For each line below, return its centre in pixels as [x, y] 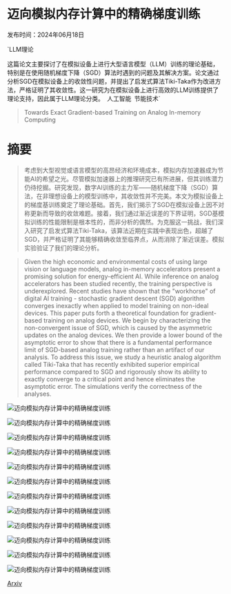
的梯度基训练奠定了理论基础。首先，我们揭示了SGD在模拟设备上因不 [121, 204]
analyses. [38, 394]
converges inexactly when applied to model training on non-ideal [116, 305]
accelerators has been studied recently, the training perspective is [118, 283]
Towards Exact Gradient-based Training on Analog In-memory [112, 112]
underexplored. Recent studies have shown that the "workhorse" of [120, 291]
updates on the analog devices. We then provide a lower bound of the [123, 335]
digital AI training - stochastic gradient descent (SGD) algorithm [114, 298]
